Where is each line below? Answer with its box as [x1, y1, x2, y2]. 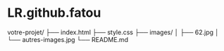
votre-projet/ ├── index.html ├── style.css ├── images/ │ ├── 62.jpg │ [7, 28, 220, 36]
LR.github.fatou [7, 5, 101, 21]
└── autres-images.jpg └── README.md [7, 35, 129, 43]
